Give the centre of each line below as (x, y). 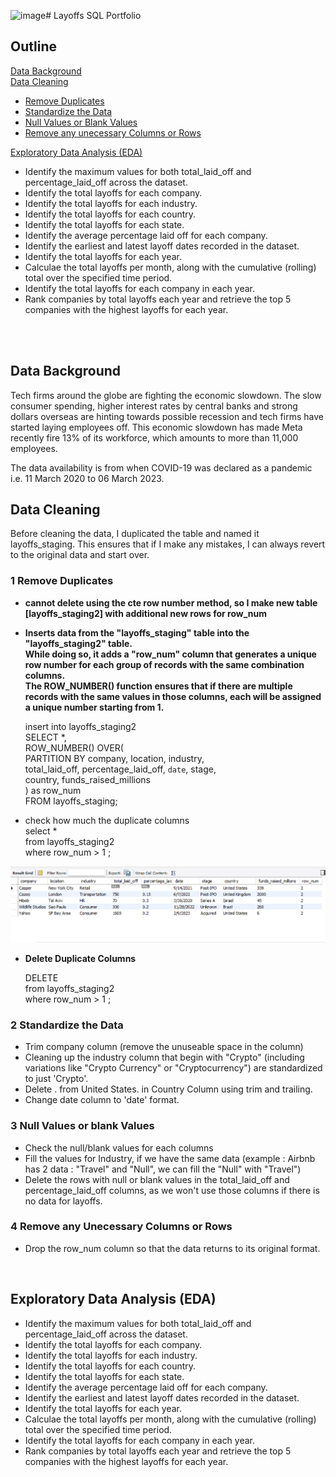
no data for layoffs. (63, 1201)
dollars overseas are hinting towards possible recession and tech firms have (167, 416)
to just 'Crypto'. (56, 1079)
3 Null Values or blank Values (82, 1126)
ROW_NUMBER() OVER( (74, 747)
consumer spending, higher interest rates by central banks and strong (154, 406)
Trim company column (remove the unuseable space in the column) (164, 1047)
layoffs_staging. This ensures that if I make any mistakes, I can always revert (168, 544)
